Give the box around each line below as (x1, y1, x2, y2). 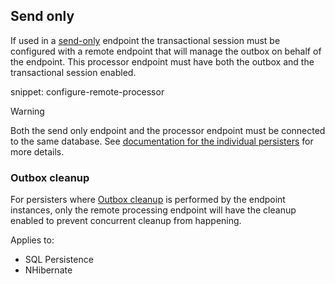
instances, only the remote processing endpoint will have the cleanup (10, 204, 297, 216)
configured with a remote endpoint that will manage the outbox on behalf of (10, 45, 322, 57)
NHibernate (24, 264, 73, 276)
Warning (10, 105, 45, 117)
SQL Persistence (24, 254, 94, 266)
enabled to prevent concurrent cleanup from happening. (10, 215, 242, 227)
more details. (10, 145, 65, 158)
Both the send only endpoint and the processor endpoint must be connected (10, 124, 326, 136)
